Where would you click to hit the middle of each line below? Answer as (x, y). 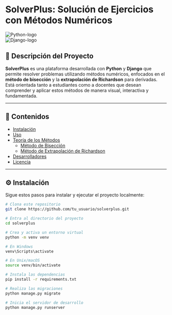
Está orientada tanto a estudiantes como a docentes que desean (73, 85)
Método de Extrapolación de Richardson (63, 151)
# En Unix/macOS (23, 261)
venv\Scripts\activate (29, 251)
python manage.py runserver (35, 307)
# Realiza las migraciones (34, 288)
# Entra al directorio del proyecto (44, 219)
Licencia (21, 162)
